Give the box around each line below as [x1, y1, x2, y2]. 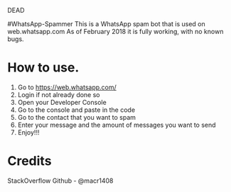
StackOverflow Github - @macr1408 [7, 176, 114, 185]
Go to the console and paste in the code [17, 106, 136, 114]
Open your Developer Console [17, 98, 107, 106]
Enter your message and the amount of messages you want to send [17, 120, 216, 129]
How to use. [7, 60, 80, 76]
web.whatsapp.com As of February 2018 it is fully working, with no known [7, 28, 224, 35]
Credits [7, 153, 52, 169]
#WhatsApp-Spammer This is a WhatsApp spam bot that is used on [7, 20, 205, 28]
